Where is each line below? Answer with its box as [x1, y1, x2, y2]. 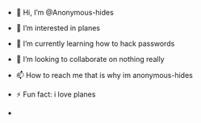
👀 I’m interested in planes [15, 23, 101, 32]
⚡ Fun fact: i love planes [15, 89, 96, 99]
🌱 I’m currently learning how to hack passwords [15, 39, 175, 48]
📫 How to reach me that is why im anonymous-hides [15, 71, 194, 80]
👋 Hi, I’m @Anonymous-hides [15, 8, 115, 17]
